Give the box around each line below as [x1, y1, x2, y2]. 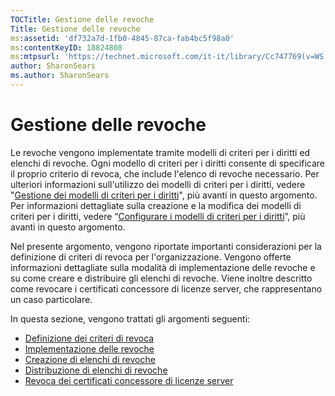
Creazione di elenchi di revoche [24, 353, 156, 365]
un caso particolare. [10, 293, 93, 305]
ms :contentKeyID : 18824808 [10, 42, 123, 53]
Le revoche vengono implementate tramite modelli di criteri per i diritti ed [10, 146, 311, 158]
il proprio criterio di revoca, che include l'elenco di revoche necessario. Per [10, 167, 320, 180]
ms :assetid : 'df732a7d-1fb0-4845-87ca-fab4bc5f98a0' [10, 33, 235, 43]
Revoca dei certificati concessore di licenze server [24, 374, 234, 386]
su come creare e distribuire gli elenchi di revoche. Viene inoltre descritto [10, 272, 313, 284]
